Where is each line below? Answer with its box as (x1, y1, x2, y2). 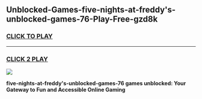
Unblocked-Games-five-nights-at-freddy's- (6, 5, 176, 15)
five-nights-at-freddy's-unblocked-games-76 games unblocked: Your (6, 79, 186, 86)
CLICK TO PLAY (6, 32, 53, 41)
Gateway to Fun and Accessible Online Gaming (6, 86, 126, 93)
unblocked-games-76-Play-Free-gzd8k (6, 14, 158, 25)
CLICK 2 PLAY (6, 55, 48, 63)
